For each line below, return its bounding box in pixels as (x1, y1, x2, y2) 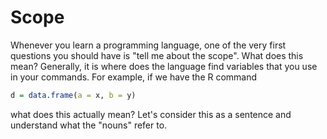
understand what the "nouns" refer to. (10, 119, 168, 131)
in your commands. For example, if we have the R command (10, 71, 258, 83)
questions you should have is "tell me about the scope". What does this (10, 49, 304, 61)
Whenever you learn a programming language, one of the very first (10, 39, 287, 51)
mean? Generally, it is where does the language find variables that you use (10, 60, 318, 72)
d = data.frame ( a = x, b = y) (10, 90, 137, 100)
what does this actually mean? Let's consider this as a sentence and (10, 108, 292, 120)
